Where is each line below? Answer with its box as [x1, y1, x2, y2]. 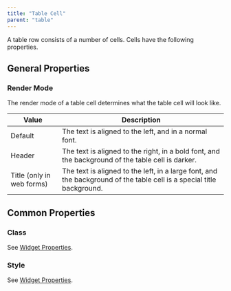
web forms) [10, 180, 48, 189]
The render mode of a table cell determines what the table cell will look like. [7, 99, 221, 107]
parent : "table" [7, 17, 54, 23]
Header [10, 151, 35, 160]
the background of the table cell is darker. [61, 155, 197, 165]
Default [10, 131, 34, 141]
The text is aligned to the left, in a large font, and [61, 166, 218, 176]
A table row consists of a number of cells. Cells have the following [7, 35, 195, 43]
